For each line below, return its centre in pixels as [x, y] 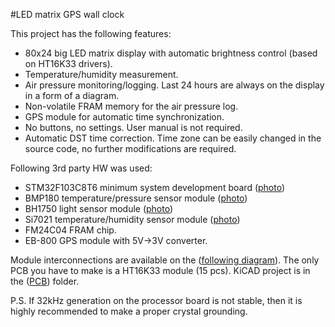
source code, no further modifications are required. [130, 148]
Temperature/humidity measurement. [101, 74]
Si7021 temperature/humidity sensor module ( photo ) [132, 219]
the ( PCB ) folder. [45, 281]
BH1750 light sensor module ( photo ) [99, 208]
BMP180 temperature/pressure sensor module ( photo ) [136, 198]
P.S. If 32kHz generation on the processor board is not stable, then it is [156, 300]
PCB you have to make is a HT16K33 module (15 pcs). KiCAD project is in [160, 270]
